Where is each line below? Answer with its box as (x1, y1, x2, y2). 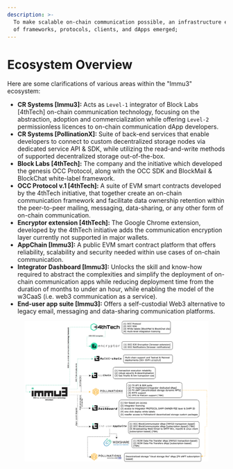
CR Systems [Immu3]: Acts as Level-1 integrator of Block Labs (17, 101, 199, 109)
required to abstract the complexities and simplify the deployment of (17, 270, 214, 279)
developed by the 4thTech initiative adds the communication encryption (17, 226, 223, 234)
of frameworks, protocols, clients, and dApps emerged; (13, 26, 178, 33)
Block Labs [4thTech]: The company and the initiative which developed (17, 160, 223, 168)
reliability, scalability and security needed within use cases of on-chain (17, 248, 221, 256)
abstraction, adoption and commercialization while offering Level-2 (17, 115, 209, 124)
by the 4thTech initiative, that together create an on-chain (17, 189, 182, 197)
